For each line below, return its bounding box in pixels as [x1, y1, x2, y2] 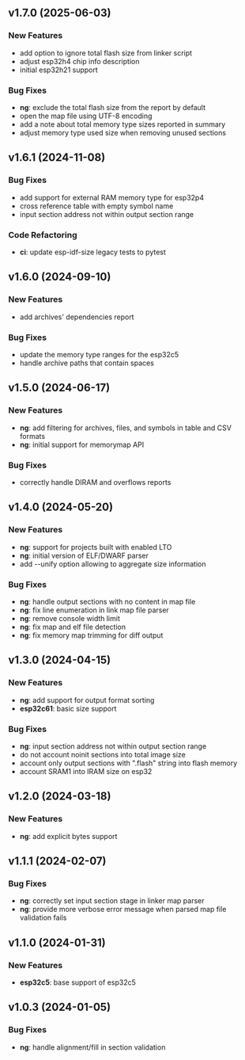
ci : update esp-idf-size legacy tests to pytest [19, 247, 166, 257]
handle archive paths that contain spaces [19, 358, 154, 368]
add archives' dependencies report [19, 312, 134, 322]
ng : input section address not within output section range [19, 741, 207, 751]
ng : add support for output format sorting [19, 695, 155, 704]
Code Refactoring [8, 229, 77, 240]
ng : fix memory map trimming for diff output [19, 630, 164, 640]
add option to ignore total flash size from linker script [19, 48, 192, 58]
